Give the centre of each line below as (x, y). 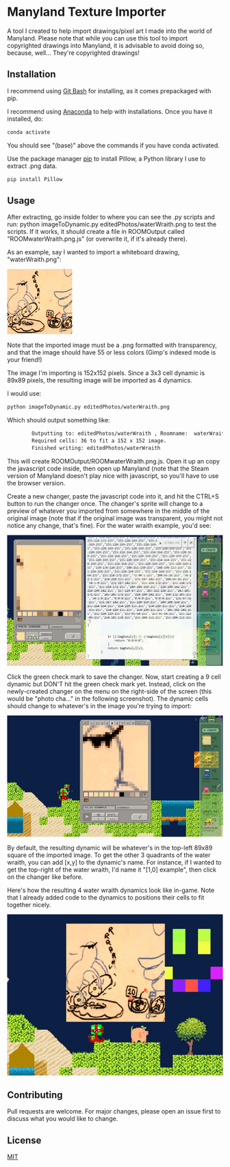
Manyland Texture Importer (87, 12)
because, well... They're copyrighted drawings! (74, 53)
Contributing (35, 1095)
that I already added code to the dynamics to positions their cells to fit (106, 898)
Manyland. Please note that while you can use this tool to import (98, 38)
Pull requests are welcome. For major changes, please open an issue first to (114, 1111)
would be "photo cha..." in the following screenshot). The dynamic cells (108, 699)
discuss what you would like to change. (63, 1119)
